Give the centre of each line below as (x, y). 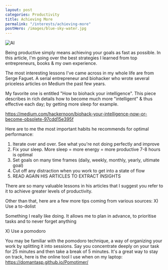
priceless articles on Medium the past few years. (56, 84)
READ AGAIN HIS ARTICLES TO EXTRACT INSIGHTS (67, 176)
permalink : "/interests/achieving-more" (48, 24)
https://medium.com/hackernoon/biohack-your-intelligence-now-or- (76, 114)
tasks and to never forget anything (41, 221)
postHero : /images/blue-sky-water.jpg (46, 29)
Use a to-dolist (21, 206)
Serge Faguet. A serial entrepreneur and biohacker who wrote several (77, 78)
